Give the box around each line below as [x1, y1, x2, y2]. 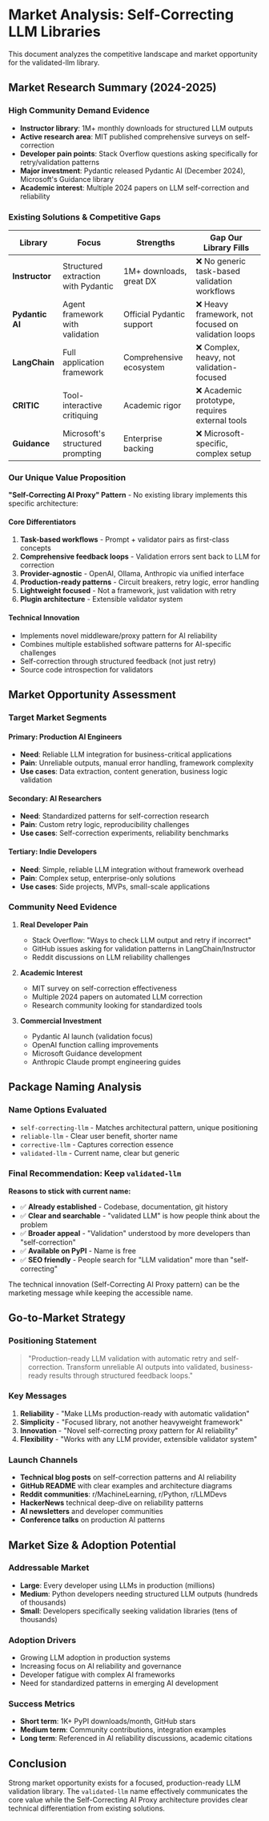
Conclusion [8, 1757, 67, 1771]
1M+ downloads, [122, 265, 187, 277]
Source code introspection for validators [19, 664, 154, 674]
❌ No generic [195, 255, 247, 266]
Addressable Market [8, 1562, 90, 1573]
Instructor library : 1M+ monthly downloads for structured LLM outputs [19, 123, 254, 133]
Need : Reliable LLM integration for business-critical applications [19, 749, 232, 759]
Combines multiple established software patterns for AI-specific [19, 639, 232, 648]
